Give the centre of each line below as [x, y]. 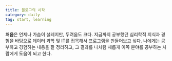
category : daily [23, 15]
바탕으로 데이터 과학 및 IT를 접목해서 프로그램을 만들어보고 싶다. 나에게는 [87, 41]
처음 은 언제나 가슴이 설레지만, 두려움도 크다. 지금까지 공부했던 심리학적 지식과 [83, 35]
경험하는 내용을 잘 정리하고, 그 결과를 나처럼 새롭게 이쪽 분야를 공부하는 [90, 47]
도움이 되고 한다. [35, 53]
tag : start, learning [28, 19]
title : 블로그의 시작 [25, 10]
